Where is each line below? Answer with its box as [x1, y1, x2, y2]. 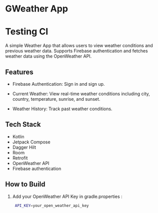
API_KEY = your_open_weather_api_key [14, 203, 89, 208]
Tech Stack [5, 120, 41, 129]
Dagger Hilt [12, 144, 36, 150]
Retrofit [12, 155, 28, 161]
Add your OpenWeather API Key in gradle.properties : [12, 193, 122, 199]
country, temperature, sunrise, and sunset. [12, 96, 100, 102]
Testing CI [5, 26, 48, 38]
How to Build [5, 180, 46, 188]
